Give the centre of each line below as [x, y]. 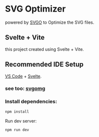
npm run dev [17, 130]
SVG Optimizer [35, 9]
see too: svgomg [25, 89]
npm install [17, 112]
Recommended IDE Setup [44, 65]
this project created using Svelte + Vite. [44, 49]
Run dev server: [21, 121]
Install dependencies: [31, 102]
